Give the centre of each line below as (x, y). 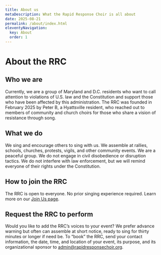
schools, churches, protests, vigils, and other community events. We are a (80, 150)
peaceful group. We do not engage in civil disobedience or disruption (76, 155)
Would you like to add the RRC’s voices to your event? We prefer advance (80, 226)
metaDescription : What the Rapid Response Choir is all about (70, 14)
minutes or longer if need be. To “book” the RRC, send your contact (74, 237)
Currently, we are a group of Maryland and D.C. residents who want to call (80, 91)
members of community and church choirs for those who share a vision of (81, 112)
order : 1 (19, 37)
